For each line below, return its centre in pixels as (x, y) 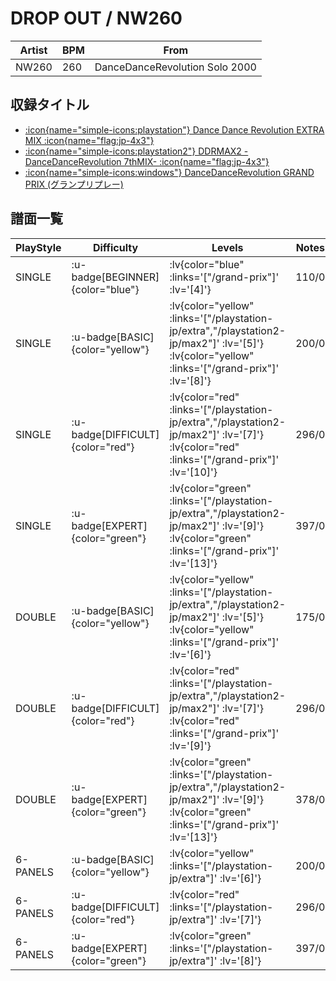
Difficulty (115, 247)
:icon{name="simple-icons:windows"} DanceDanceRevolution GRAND (169, 172)
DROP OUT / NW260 (96, 18)
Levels (227, 247)
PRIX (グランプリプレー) (74, 184)
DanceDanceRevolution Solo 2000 (175, 67)
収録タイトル (50, 105)
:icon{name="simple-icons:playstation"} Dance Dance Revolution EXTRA (174, 129)
